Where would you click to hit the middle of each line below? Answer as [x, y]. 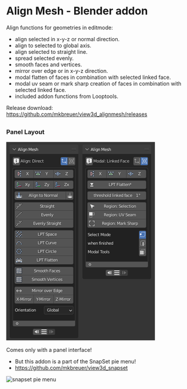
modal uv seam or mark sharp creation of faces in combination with [98, 83]
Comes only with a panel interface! [49, 350]
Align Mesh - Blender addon [77, 11]
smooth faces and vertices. [48, 65]
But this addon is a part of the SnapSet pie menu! [75, 361]
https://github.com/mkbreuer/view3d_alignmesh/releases [77, 114]
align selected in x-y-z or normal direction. [67, 39]
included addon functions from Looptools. [66, 96]
